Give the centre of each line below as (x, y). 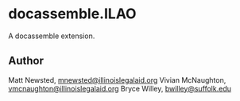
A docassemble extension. (52, 36)
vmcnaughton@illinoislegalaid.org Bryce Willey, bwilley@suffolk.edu (120, 88)
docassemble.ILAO (72, 14)
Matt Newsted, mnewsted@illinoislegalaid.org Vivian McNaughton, (117, 80)
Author (26, 61)
